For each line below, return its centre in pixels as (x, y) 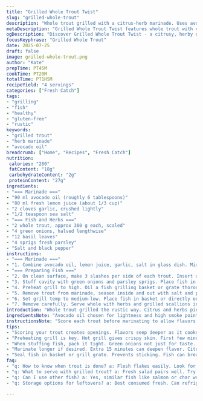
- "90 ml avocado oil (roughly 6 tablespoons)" (67, 197)
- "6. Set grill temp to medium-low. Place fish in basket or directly (98, 299)
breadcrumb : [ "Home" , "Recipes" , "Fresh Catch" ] (69, 152)
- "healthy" (21, 113)
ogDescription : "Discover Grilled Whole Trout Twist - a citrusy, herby (100, 34)
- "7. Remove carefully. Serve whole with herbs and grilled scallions (98, 304)
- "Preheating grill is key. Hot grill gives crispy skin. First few (96, 338)
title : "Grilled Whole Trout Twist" (52, 12)
